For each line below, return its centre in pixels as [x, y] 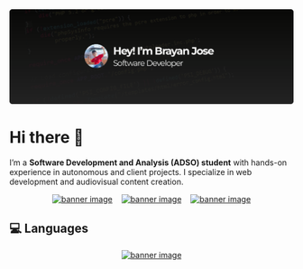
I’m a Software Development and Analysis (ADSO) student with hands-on [148, 162]
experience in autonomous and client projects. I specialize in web [131, 172]
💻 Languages [49, 229]
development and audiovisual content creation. [96, 181]
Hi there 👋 [46, 138]
